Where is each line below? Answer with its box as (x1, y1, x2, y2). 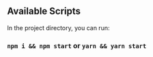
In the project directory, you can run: (7, 23, 110, 32)
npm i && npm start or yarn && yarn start (7, 41, 147, 50)
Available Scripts (7, 5, 81, 17)
